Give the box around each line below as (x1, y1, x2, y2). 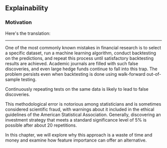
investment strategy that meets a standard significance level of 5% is (5, 117, 147, 123)
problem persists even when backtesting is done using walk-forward (5, 71, 146, 77)
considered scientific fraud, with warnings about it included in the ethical (5, 106, 155, 112)
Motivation (5, 19, 32, 26)
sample (5, 76, 20, 82)
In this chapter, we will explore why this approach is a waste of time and (5, 132, 153, 138)
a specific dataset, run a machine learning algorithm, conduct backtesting (5, 50, 157, 56)
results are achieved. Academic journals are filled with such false (5, 60, 138, 66)
